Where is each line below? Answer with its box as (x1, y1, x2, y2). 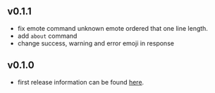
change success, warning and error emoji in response (17, 38, 175, 48)
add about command (17, 31, 78, 40)
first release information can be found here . (17, 78, 145, 86)
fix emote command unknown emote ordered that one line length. (17, 24, 208, 32)
